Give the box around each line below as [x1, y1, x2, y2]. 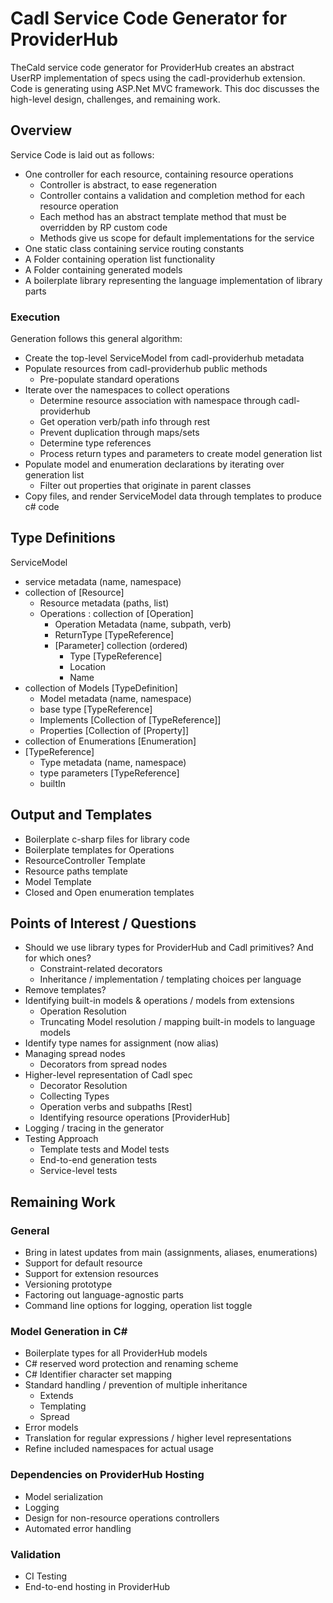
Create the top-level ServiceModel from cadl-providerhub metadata [24, 352, 305, 364]
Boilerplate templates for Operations [24, 843, 175, 856]
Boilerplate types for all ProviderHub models [24, 1347, 208, 1359]
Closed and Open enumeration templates [24, 886, 195, 898]
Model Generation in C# [10, 1325, 128, 1339]
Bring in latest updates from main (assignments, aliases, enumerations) [24, 1247, 318, 1259]
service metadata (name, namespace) [24, 575, 182, 587]
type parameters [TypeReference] [39, 767, 180, 779]
